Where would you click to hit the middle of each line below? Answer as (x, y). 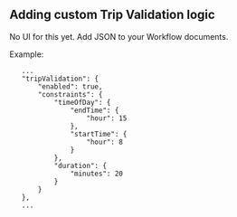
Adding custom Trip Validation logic (112, 15)
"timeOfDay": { (82, 102)
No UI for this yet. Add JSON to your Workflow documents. (119, 36)
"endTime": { (95, 110)
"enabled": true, (70, 86)
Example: (27, 54)
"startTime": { (99, 134)
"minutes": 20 (97, 174)
